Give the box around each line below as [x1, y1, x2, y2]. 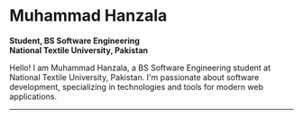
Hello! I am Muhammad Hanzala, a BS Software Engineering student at [9, 62, 271, 73]
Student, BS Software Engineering [9, 35, 140, 46]
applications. [9, 91, 57, 102]
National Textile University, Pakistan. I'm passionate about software [9, 71, 260, 82]
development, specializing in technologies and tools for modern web [9, 81, 264, 92]
